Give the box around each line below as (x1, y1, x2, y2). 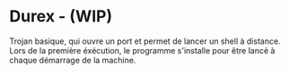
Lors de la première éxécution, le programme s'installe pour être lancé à (9, 45, 276, 55)
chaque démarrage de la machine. (9, 54, 136, 65)
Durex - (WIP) (9, 6, 113, 27)
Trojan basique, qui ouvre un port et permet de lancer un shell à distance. (9, 36, 281, 46)
